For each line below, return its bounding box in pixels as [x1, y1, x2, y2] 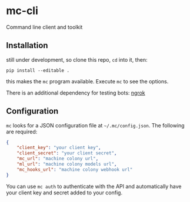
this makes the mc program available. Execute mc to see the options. [6, 78, 169, 85]
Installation [6, 41, 48, 51]
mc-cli [6, 4, 38, 18]
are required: [6, 128, 38, 135]
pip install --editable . [6, 68, 69, 73]
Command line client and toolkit [6, 23, 83, 31]
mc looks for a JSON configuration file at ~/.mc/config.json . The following [6, 122, 185, 129]
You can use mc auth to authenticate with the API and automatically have [6, 183, 182, 190]
